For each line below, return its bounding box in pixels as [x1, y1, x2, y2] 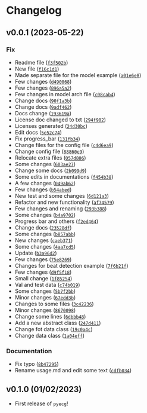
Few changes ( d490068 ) [14, 78, 72, 85]
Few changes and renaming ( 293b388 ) [14, 204, 107, 212]
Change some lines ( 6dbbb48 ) [14, 313, 86, 320]
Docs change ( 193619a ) [14, 109, 72, 117]
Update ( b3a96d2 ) [14, 249, 58, 256]
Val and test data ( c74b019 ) [14, 281, 80, 288]
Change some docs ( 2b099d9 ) [14, 167, 87, 174]
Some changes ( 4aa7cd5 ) [14, 243, 76, 250]
